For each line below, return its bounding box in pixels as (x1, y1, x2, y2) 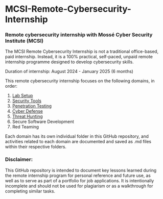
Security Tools (12, 98, 42, 104)
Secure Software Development (12, 119, 74, 124)
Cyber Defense (12, 108, 43, 114)
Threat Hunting (12, 114, 43, 120)
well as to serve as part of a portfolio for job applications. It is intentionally (5, 177, 154, 183)
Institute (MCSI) (5, 38, 44, 45)
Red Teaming (12, 124, 39, 130)
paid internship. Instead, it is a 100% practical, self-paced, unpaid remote (5, 54, 153, 60)
